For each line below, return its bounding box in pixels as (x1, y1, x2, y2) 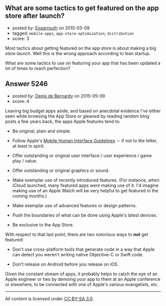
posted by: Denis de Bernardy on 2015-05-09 (12, 93, 105, 99)
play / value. (12, 157, 38, 163)
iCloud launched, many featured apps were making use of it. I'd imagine (12, 182, 159, 188)
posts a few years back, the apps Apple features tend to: (5, 118, 121, 124)
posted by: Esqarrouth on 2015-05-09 (12, 25, 90, 31)
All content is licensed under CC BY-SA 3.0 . (5, 296, 94, 302)
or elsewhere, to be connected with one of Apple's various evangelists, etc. (5, 281, 159, 287)
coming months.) (12, 193, 47, 199)
